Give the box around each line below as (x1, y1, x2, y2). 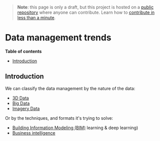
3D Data (12, 95, 29, 101)
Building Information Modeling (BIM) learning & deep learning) (12, 125, 138, 131)
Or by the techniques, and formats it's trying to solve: (5, 115, 113, 121)
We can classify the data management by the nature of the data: (5, 85, 135, 91)
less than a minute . (17, 15, 56, 20)
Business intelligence (12, 130, 56, 136)
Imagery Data (12, 105, 40, 111)
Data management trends (5, 32, 112, 44)
